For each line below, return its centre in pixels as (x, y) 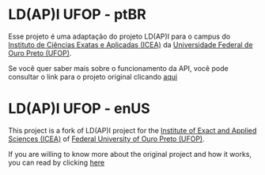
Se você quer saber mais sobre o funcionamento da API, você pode (118, 68)
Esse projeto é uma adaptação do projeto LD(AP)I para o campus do (119, 36)
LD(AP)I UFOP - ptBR (77, 15)
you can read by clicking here (57, 162)
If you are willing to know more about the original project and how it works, (130, 154)
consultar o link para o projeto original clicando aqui (93, 76)
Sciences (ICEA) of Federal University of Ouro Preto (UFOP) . (107, 139)
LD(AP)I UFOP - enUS (79, 109)
